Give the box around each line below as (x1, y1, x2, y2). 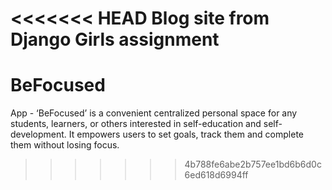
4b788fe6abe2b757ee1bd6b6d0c (184, 158, 322, 171)
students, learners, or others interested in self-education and (10, 118, 262, 130)
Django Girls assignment (10, 28, 220, 51)
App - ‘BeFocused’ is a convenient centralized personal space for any (10, 107, 298, 119)
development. (10, 128, 67, 141)
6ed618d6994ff (184, 169, 249, 181)
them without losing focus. (10, 139, 120, 151)
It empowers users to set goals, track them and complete (68, 128, 304, 141)
